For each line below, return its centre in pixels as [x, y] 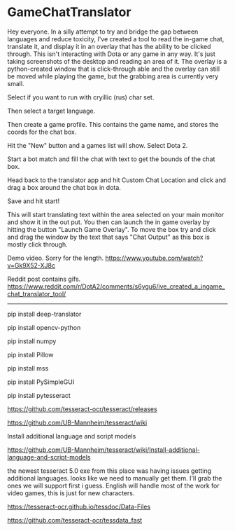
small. [16, 83]
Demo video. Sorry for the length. [56, 258]
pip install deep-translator [44, 314]
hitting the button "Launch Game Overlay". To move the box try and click [112, 229]
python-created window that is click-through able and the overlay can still [114, 69]
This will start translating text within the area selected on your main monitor [116, 214]
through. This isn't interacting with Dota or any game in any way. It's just [111, 54]
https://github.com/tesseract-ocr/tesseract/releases [82, 409]
